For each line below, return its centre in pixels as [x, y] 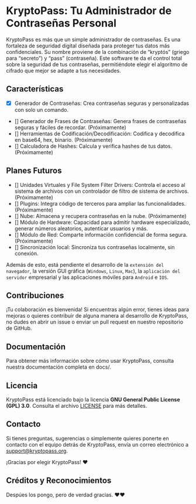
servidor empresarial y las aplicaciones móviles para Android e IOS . [87, 277]
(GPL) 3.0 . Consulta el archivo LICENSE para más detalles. [77, 406]
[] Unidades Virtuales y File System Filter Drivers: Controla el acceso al [100, 185]
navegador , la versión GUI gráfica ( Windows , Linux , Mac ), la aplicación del [93, 271]
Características [35, 89]
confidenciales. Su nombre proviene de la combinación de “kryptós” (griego [98, 52]
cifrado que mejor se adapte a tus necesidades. [63, 70]
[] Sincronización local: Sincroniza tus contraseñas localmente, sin [94, 247]
